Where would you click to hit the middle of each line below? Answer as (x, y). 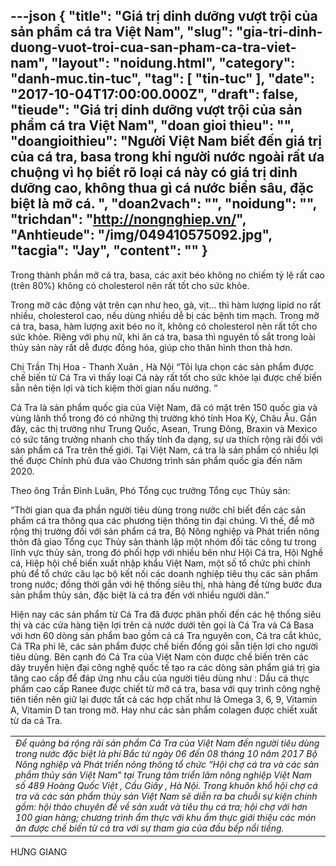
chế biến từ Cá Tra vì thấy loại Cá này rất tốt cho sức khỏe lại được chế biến (166, 377)
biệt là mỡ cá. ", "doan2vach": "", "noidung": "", (163, 204)
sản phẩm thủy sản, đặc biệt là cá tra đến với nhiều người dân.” (140, 595)
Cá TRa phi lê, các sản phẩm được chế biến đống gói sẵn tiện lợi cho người (164, 646)
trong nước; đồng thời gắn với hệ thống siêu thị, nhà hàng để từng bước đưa (166, 584)
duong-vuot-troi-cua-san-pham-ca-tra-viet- (153, 47)
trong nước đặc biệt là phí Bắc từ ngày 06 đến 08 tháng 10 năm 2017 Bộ (166, 753)
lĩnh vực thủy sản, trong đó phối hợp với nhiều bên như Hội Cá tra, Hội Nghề (167, 552)
